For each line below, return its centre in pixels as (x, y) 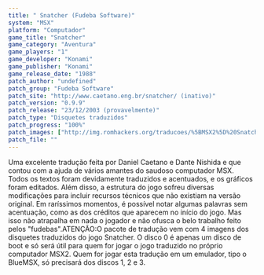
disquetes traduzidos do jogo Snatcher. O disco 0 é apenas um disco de (125, 237)
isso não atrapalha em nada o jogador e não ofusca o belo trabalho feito (125, 220)
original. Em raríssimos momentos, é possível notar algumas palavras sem (128, 203)
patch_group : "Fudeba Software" (61, 88)
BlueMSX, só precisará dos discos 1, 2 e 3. (77, 262)
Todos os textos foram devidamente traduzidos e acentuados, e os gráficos (130, 178)
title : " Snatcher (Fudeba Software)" (71, 15)
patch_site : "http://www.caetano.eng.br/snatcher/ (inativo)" (112, 96)
